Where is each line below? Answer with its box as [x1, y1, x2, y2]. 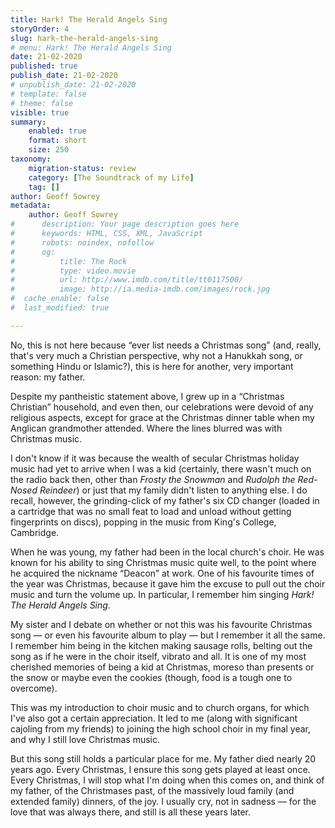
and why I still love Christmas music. [10, 733, 161, 745]
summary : [10, 117, 47, 127]
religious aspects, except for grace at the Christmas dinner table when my [10, 411, 315, 423]
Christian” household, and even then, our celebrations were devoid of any [10, 401, 314, 413]
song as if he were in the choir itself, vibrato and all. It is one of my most [10, 650, 307, 662]
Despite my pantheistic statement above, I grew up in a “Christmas [10, 390, 285, 402]
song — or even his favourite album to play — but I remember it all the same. [10, 629, 326, 641]
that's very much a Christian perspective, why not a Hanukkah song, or [10, 349, 303, 361]
